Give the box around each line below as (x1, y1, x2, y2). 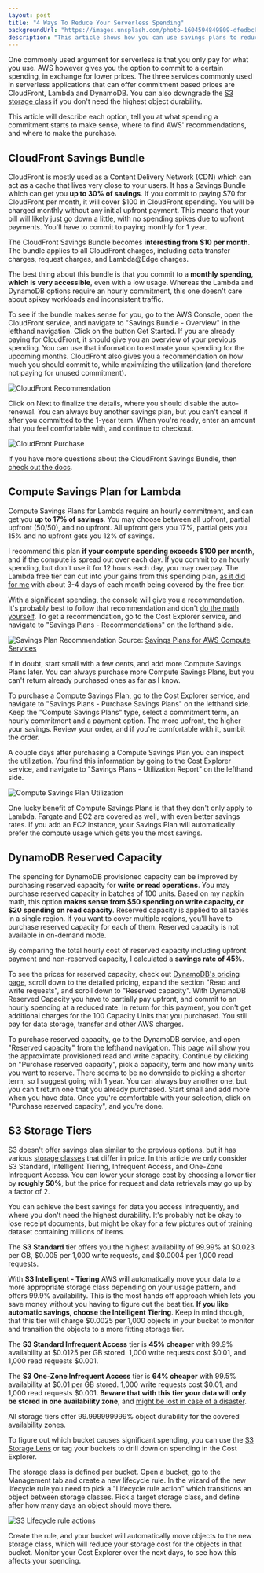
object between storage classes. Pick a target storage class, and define (8, 1492, 240, 1501)
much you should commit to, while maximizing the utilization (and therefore (8, 360, 251, 369)
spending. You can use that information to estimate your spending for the (8, 343, 245, 353)
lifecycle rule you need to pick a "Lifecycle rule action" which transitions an (8, 1483, 251, 1493)
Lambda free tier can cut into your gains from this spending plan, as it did (8, 571, 246, 581)
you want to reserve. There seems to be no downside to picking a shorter (8, 1068, 246, 1077)
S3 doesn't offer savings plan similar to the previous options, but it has (8, 1145, 236, 1154)
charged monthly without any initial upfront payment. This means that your (8, 206, 250, 215)
